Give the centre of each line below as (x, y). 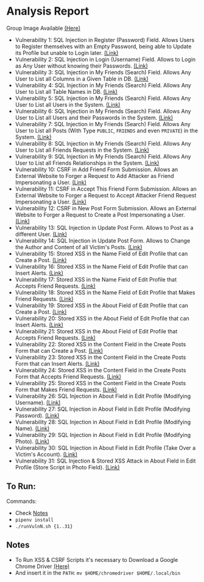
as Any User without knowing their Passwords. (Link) (81, 66)
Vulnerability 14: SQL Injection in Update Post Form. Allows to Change (103, 240)
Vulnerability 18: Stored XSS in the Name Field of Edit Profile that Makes (105, 292)
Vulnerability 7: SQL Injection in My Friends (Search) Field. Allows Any (103, 124)
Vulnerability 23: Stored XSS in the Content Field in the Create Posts (100, 357)
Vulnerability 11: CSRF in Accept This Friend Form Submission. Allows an (106, 189)
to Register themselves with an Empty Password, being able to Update (103, 46)
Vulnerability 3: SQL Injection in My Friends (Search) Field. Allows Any (103, 72)
